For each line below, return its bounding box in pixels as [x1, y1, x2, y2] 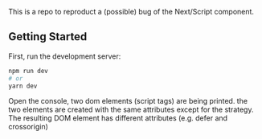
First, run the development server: [8, 51, 121, 61]
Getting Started [8, 30, 88, 43]
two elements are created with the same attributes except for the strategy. [8, 104, 254, 115]
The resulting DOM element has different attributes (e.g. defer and [8, 113, 227, 123]
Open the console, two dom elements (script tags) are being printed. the [8, 96, 248, 106]
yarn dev [8, 82, 38, 90]
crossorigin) [8, 122, 48, 132]
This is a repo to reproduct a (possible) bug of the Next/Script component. [8, 7, 255, 16]
